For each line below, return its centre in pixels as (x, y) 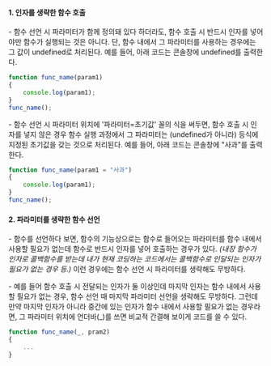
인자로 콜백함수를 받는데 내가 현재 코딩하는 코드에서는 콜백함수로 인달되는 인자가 (135, 259)
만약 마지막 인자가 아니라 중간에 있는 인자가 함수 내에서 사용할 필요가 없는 (124, 307)
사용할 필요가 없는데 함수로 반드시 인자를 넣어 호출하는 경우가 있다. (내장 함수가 (133, 249)
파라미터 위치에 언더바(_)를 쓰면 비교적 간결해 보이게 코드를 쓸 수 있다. (137, 317)
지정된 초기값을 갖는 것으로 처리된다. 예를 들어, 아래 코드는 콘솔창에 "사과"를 (128, 144)
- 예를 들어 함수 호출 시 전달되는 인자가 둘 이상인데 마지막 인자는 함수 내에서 (127, 287)
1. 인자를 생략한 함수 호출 (47, 12)
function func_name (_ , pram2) (59, 332)
